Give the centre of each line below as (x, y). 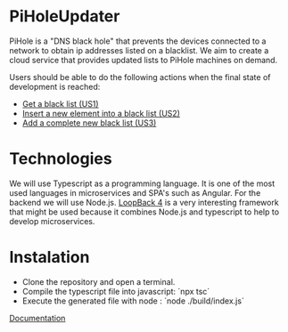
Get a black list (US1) (61, 103)
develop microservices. (52, 221)
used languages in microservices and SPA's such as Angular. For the (135, 192)
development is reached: (55, 86)
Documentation (37, 318)
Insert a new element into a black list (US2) (101, 113)
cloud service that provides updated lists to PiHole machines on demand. (144, 60)
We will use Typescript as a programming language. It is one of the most (142, 183)
